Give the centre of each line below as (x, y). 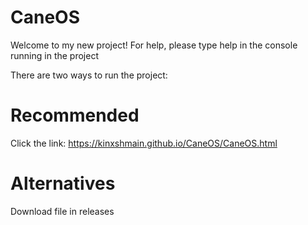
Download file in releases (62, 211)
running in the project (54, 55)
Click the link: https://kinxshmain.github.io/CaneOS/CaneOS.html (144, 143)
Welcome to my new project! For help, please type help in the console (154, 45)
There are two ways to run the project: (89, 75)
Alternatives (63, 183)
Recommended (75, 115)
